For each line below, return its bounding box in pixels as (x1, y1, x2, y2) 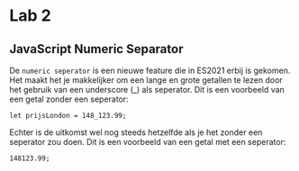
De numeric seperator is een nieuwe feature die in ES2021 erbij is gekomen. (9, 65, 291, 76)
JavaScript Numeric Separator (9, 41, 184, 57)
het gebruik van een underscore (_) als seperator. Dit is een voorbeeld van (9, 85, 285, 94)
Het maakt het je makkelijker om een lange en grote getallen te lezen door (9, 75, 284, 85)
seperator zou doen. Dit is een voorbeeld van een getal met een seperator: (9, 137, 286, 147)
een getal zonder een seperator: (9, 94, 129, 104)
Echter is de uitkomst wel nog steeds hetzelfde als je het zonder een (9, 127, 263, 138)
